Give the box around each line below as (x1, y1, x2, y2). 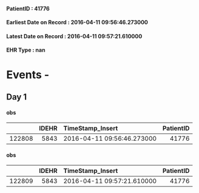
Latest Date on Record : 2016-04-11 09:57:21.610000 (6, 32, 143, 39)
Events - (6, 67, 50, 81)
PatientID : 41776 (6, 5, 50, 12)
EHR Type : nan (6, 46, 46, 54)
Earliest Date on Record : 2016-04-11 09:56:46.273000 (6, 19, 149, 26)
